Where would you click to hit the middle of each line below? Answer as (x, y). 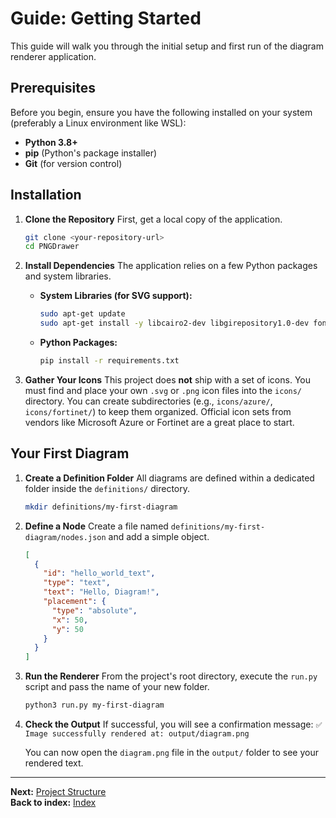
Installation (46, 195)
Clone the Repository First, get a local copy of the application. (153, 219)
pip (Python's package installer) (91, 153)
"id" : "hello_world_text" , (99, 573)
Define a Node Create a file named (96, 526)
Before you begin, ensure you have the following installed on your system (161, 112)
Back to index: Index (53, 802)
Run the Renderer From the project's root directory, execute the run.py (171, 676)
